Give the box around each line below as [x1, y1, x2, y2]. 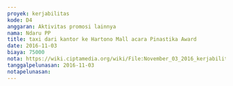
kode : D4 [7, 17, 33, 24]
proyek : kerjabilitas [7, 10, 70, 17]
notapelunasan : [7, 68, 51, 75]
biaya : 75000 [7, 49, 45, 56]
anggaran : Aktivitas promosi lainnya [7, 23, 116, 30]
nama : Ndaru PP [7, 29, 51, 37]
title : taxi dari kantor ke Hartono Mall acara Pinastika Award [7, 36, 197, 43]
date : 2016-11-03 [7, 42, 58, 49]
